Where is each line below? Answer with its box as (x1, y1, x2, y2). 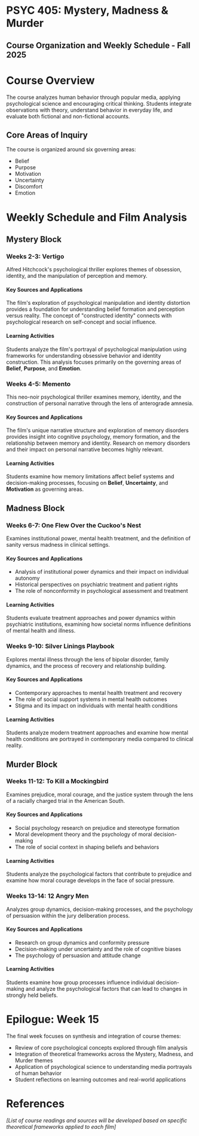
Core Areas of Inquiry (6, 130, 88, 140)
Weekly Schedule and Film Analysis (6, 211, 187, 224)
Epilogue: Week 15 (6, 1012, 100, 1026)
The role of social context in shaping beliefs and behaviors (14, 844, 160, 850)
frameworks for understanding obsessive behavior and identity (6, 352, 161, 359)
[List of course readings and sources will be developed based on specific (6, 1117, 187, 1124)
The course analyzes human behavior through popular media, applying (6, 94, 181, 101)
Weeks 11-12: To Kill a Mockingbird (6, 777, 109, 786)
